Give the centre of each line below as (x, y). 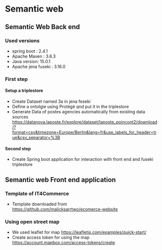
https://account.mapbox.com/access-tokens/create (63, 243)
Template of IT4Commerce (37, 193)
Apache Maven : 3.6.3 (34, 56)
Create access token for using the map (51, 237)
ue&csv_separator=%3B (36, 137)
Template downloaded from (39, 204)
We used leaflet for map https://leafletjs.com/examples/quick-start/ (79, 232)
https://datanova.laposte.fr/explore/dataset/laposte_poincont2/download (85, 122)
